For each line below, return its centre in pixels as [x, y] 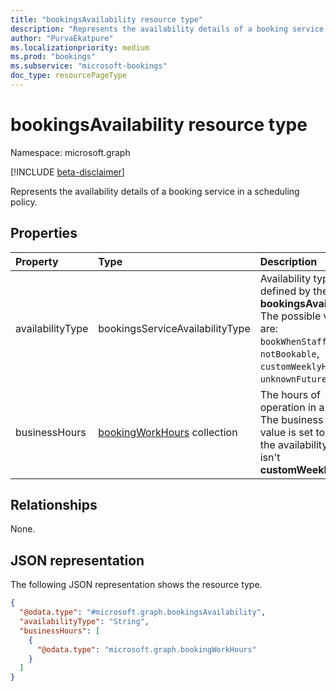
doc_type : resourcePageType [69, 76]
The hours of [290, 394]
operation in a [292, 407]
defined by [285, 291]
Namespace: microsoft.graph [70, 152]
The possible [290, 316]
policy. [24, 202]
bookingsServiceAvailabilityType [174, 328]
